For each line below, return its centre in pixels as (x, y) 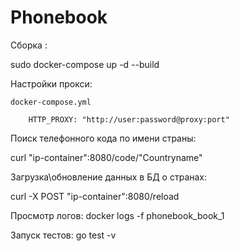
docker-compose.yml (51, 102)
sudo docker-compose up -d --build (85, 64)
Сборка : (29, 45)
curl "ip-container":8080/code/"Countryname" (106, 157)
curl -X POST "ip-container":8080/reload (95, 196)
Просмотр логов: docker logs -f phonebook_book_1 (117, 215)
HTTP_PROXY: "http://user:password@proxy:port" (129, 119)
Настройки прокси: (51, 83)
